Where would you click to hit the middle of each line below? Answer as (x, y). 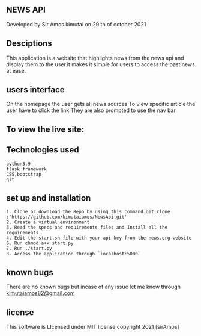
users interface (35, 90)
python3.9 (19, 164)
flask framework (26, 169)
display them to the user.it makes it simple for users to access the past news (100, 64)
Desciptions (29, 44)
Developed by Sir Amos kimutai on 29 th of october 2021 (76, 24)
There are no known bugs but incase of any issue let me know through (94, 287)
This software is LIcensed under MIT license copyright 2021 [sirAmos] (93, 327)
